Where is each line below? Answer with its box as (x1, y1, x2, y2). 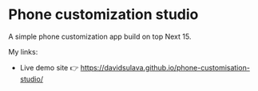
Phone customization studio (8, 6, 199, 24)
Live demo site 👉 (19, 63, 79, 72)
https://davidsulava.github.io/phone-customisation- (80, 63, 250, 72)
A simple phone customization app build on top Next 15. (8, 32, 192, 41)
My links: (8, 47, 38, 56)
